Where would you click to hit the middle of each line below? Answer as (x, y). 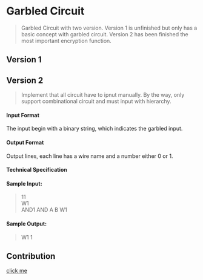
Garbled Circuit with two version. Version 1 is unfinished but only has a (109, 28)
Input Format (23, 115)
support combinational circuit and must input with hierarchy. (96, 102)
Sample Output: (27, 223)
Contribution (31, 256)
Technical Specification (37, 170)
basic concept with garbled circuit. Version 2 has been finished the (105, 34)
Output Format (25, 142)
